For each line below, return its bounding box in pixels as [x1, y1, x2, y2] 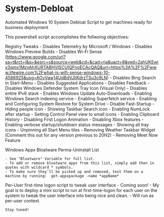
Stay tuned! [5, 207, 29, 212]
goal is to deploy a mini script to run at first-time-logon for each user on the [5, 187, 158, 193]
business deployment [5, 24, 48, 30]
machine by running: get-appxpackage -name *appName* [5, 173, 119, 178]
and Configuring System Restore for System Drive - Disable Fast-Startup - [5, 101, 155, 107]
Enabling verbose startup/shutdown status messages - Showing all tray [5, 121, 149, 128]
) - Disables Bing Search [107, 75, 156, 81]
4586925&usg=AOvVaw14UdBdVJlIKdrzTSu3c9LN [5, 75, 108, 81]
